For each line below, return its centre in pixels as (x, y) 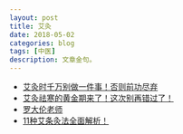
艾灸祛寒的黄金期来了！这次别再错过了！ (98, 98)
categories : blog (42, 43)
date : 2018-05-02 (42, 34)
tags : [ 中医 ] (33, 52)
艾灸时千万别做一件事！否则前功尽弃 (90, 86)
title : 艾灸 (30, 26)
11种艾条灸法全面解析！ (66, 120)
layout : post (34, 18)
